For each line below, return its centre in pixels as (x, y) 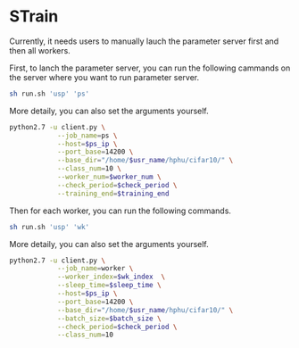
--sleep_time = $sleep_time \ (109, 286)
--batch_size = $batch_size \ (109, 319)
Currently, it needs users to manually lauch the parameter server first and (144, 41)
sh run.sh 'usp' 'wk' (50, 227)
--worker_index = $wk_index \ (111, 277)
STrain (34, 17)
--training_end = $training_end (113, 194)
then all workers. (40, 50)
